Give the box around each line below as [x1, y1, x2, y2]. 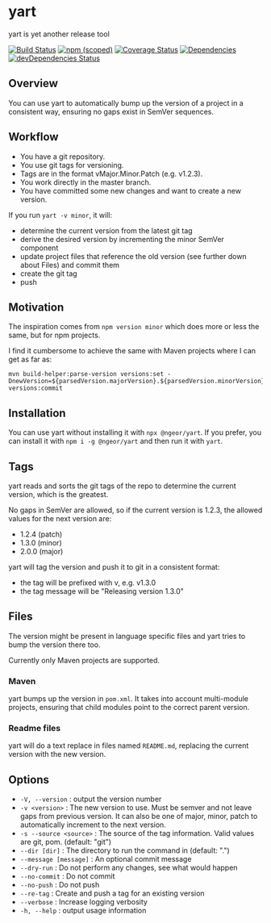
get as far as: [8, 354, 52, 365]
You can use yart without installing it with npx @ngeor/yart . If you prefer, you [8, 428, 262, 437]
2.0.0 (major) [19, 547, 64, 556]
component [19, 243, 59, 253]
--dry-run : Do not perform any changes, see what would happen [19, 862, 238, 873]
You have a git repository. [19, 152, 106, 161]
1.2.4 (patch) [19, 529, 63, 539]
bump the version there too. [8, 640, 101, 649]
